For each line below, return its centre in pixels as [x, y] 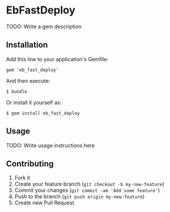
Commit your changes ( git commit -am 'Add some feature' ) [87, 190]
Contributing [30, 164]
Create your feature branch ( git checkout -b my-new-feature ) [89, 184]
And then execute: [28, 80]
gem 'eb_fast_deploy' [33, 70]
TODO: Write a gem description [44, 26]
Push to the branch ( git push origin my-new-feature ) [79, 197]
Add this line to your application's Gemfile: [57, 59]
